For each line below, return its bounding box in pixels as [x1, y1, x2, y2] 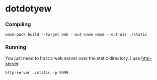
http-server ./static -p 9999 [5, 70, 69, 75]
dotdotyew [5, 3, 52, 14]
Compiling [5, 21, 31, 28]
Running [5, 43, 27, 50]
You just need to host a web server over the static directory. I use [5, 55, 140, 61]
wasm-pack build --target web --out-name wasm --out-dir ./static [5, 32, 147, 37]
